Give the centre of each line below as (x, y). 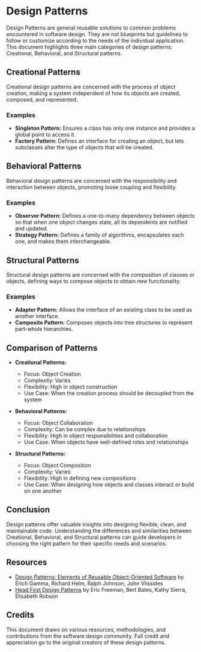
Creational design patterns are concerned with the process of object (91, 87)
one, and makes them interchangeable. (63, 241)
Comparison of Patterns (52, 348)
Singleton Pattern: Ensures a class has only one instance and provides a (105, 128)
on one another (43, 491)
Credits (20, 615)
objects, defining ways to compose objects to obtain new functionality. (94, 281)
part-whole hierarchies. (44, 329)
